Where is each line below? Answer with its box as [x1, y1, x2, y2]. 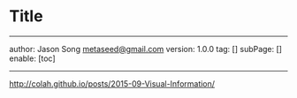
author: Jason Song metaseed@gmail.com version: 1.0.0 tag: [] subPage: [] [9, 43, 283, 54]
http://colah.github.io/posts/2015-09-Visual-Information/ [9, 78, 215, 89]
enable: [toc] [9, 53, 56, 64]
